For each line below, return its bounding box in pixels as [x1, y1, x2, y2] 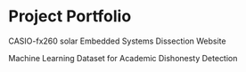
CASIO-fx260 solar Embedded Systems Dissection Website [8, 36, 226, 46]
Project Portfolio [8, 6, 132, 27]
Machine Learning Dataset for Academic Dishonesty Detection [8, 52, 238, 63]
